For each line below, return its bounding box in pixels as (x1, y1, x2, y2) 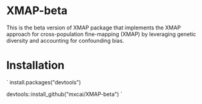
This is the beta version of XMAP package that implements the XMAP (6, 24, 181, 31)
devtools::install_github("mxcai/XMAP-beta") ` (6, 90, 122, 98)
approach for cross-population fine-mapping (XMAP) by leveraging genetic (6, 30, 196, 37)
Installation (6, 59, 65, 72)
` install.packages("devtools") (6, 78, 81, 86)
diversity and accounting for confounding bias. (6, 37, 124, 44)
